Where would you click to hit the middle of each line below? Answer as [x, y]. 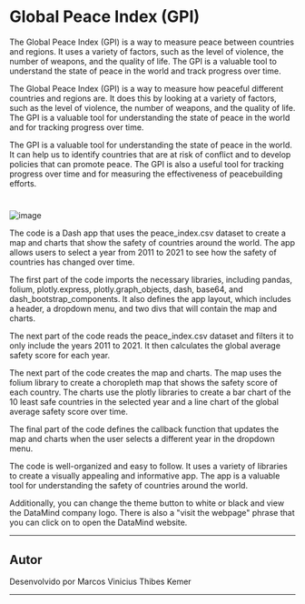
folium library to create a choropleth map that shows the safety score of [144, 383]
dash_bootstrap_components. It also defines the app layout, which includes [151, 299]
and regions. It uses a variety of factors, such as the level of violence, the [147, 51]
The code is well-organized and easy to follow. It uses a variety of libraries [148, 467]
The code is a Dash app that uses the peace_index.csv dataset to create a [148, 233]
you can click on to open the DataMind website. [98, 523]
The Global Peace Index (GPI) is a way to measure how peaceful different [147, 88]
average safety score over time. [69, 412]
